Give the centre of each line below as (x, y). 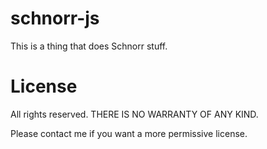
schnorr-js (55, 18)
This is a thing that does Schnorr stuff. (89, 46)
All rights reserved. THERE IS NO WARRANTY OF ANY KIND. (134, 114)
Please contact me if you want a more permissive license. (129, 133)
